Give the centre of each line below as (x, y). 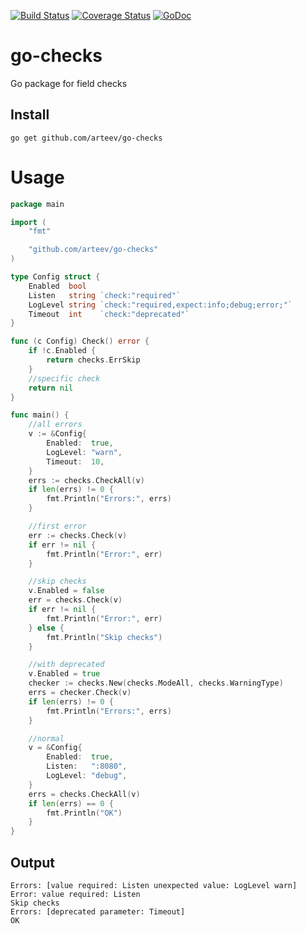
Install (30, 115)
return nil (51, 388)
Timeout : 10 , (75, 461)
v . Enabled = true (64, 674)
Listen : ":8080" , (87, 766)
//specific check (64, 378)
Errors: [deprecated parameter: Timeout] (98, 912)
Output (32, 862)
